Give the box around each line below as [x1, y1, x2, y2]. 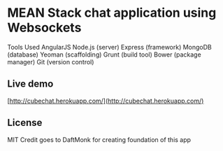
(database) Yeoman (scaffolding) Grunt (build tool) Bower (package [7, 50, 201, 59]
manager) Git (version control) [7, 57, 94, 66]
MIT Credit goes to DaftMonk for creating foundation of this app [7, 135, 191, 144]
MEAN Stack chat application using [7, 5, 217, 21]
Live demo [7, 78, 54, 90]
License [7, 117, 43, 129]
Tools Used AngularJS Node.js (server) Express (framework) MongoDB [7, 43, 212, 51]
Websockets [7, 20, 82, 36]
